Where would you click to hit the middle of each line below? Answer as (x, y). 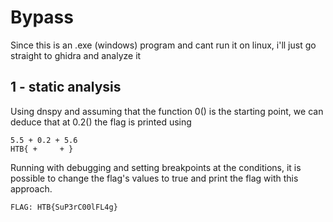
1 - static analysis (66, 87)
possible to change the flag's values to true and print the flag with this (154, 178)
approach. (31, 188)
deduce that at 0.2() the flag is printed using (101, 122)
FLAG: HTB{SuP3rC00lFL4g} (64, 207)
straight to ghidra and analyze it (76, 55)
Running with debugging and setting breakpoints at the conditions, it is (156, 167)
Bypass (42, 17)
